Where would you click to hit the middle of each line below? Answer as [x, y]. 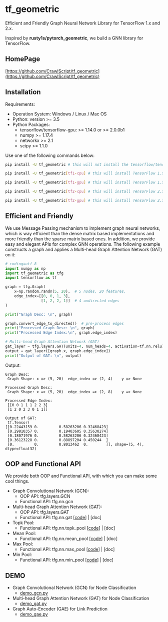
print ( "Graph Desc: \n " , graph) [39, 314]
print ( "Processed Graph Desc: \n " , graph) [50, 328]
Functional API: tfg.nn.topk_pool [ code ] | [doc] [67, 528]
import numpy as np [25, 268]
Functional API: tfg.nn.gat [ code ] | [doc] [60, 518]
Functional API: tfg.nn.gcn [46, 502]
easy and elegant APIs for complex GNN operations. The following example [83, 244]
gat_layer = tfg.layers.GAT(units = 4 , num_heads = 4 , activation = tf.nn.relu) [85, 346]
